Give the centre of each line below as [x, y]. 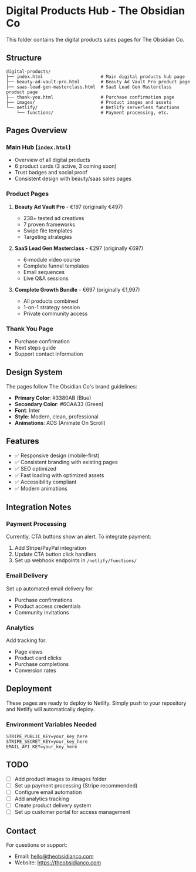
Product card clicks [38, 658]
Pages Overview [37, 131]
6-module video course [52, 259]
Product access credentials [48, 606]
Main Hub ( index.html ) [38, 147]
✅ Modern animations [41, 488]
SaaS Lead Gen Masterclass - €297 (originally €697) [79, 248]
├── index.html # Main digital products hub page [95, 77]
